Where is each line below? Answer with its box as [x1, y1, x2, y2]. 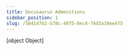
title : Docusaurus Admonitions [6, 9, 85, 15]
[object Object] [6, 37, 44, 45]
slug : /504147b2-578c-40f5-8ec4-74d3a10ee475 [6, 20, 123, 26]
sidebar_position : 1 [6, 15, 59, 21]
